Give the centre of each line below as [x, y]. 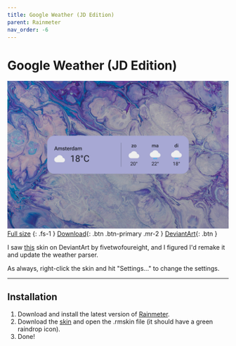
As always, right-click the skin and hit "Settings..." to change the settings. [113, 268]
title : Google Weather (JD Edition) [61, 15]
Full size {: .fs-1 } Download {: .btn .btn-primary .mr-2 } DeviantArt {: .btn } [112, 233]
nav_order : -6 [28, 30]
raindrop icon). [39, 329]
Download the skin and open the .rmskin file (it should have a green [115, 321]
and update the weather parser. [53, 255]
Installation [32, 297]
